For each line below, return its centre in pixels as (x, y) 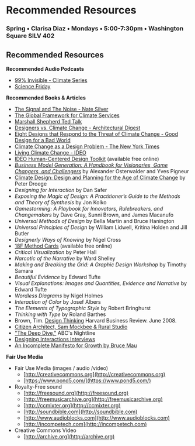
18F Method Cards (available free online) (63, 246)
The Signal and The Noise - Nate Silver (61, 109)
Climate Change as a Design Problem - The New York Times (87, 146)
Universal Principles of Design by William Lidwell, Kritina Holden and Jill (101, 227)
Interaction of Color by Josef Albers (58, 301)
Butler (22, 233)
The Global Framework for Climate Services (67, 115)
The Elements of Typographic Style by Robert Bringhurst (83, 308)
